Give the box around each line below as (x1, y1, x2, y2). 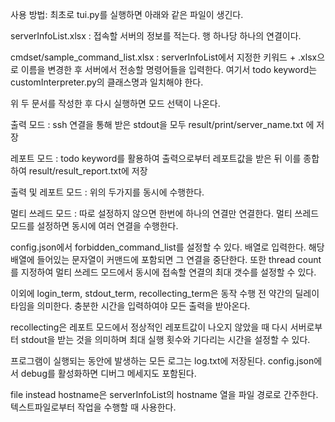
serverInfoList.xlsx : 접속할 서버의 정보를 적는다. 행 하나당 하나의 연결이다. (10, 30, 302, 42)
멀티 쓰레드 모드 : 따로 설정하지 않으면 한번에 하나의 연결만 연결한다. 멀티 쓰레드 (10, 208, 320, 219)
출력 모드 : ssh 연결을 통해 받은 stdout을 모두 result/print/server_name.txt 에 (10, 119, 315, 130)
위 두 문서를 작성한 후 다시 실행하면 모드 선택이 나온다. (10, 98, 221, 109)
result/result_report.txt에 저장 (28, 165, 148, 177)
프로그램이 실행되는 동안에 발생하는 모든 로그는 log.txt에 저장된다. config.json (10, 355, 315, 367)
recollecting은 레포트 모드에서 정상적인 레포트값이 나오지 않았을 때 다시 (10, 321, 288, 333)
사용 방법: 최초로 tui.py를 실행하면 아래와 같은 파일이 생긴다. (10, 9, 244, 20)
